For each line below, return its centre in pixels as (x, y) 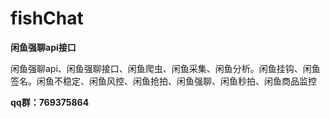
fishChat (47, 18)
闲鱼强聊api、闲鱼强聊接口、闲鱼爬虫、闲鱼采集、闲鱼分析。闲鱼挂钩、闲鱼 (165, 68)
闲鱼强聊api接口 (43, 47)
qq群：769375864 (50, 102)
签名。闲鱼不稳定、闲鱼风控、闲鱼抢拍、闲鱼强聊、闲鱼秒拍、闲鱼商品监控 (163, 81)
